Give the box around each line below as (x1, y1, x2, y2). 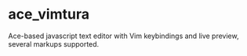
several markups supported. (8, 39, 100, 48)
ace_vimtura (8, 5, 90, 23)
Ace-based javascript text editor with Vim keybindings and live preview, (8, 31, 239, 40)
